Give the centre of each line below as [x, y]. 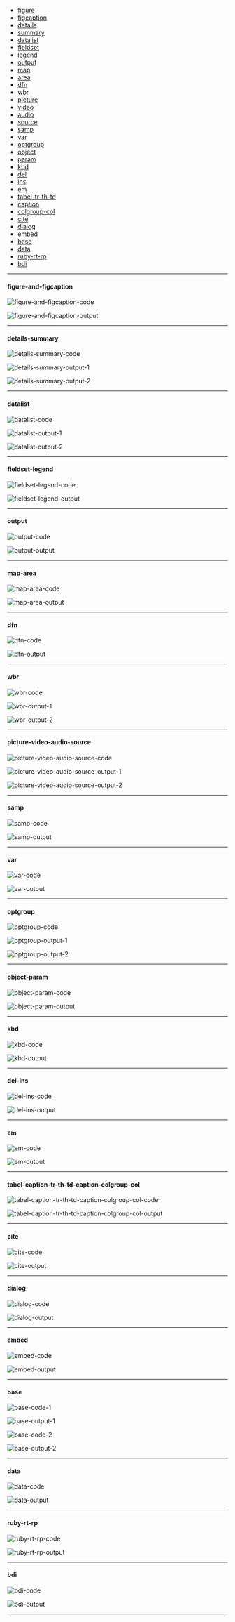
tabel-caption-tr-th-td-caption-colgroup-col [73, 1184]
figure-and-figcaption [40, 286]
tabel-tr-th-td [36, 197]
